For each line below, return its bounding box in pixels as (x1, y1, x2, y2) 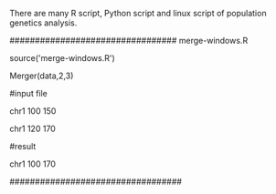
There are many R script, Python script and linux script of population (9, 8, 267, 18)
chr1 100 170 (9, 158, 57, 169)
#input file (9, 88, 48, 98)
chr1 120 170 (9, 123, 57, 134)
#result (9, 141, 37, 151)
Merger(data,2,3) (9, 70, 74, 81)
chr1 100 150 (9, 106, 57, 117)
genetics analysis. (9, 17, 78, 28)
